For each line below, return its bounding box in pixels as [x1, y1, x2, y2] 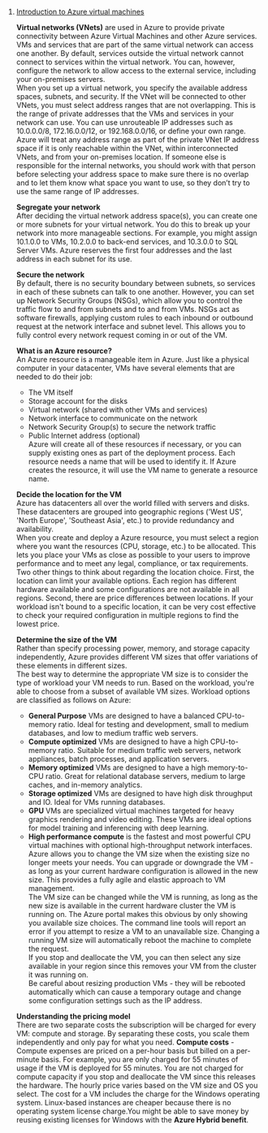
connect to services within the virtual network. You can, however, [15, 57, 236, 67]
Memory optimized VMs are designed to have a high [28, 763, 206, 772]
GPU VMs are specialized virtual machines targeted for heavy [28, 806, 235, 815]
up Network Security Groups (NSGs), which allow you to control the [15, 296, 243, 305]
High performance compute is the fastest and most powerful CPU [28, 832, 252, 841]
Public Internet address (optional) [28, 430, 140, 440]
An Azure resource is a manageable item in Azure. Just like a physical [15, 355, 249, 364]
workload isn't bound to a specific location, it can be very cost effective [15, 602, 257, 612]
